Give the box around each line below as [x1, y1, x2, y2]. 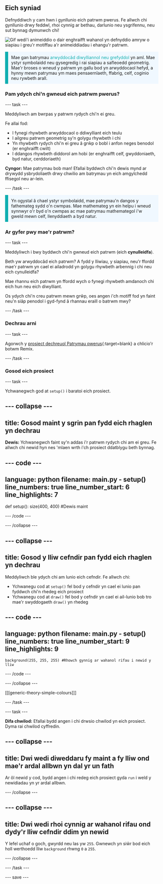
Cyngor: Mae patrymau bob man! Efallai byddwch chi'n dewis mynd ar [5, 166, 147, 172]
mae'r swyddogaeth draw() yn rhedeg [12, 599, 89, 605]
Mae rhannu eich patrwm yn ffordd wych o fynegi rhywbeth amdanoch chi [5, 279, 154, 284]
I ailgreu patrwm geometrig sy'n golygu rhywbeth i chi [12, 135, 121, 141]
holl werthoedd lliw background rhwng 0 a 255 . [5, 846, 96, 852]
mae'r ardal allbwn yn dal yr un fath [5, 762, 114, 770]
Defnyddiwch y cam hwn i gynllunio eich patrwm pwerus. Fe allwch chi [5, 17, 147, 22]
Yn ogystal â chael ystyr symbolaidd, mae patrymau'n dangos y [11, 198, 139, 204]
